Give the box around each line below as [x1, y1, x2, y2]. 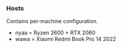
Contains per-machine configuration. [6, 18, 98, 25]
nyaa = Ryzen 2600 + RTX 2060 [14, 29, 95, 36]
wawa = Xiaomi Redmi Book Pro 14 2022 [14, 36, 117, 43]
